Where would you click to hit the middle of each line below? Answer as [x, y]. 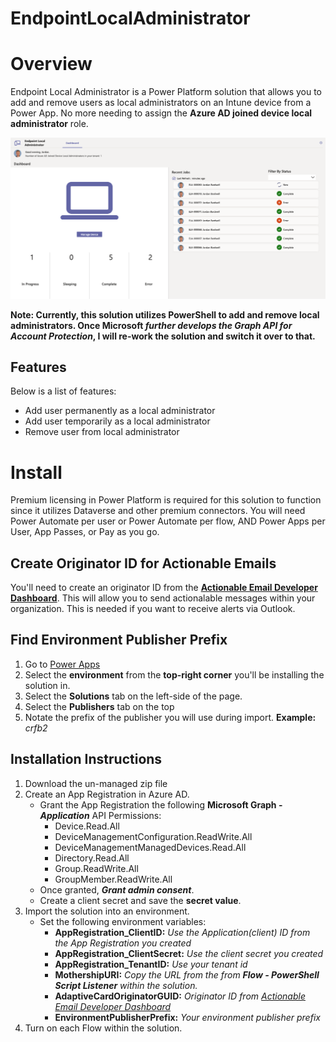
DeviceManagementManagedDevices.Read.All [150, 847]
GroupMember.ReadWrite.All [113, 879]
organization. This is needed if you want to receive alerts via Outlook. [153, 609]
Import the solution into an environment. [107, 911]
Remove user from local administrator [102, 432]
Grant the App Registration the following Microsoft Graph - [161, 804]
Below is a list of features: [63, 391]
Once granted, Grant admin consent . [117, 889]
